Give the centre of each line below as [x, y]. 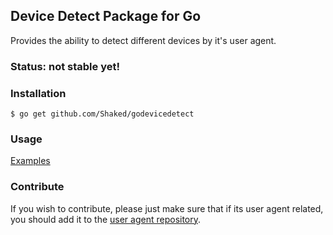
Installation [38, 93]
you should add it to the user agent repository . [106, 219]
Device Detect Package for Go [106, 16]
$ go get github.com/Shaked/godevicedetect [102, 114]
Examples [30, 161]
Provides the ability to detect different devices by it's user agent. [143, 40]
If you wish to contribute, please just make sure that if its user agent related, [167, 208]
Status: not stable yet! [65, 66]
